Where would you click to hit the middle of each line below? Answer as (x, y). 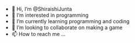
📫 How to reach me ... (38, 34)
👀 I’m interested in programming (50, 15)
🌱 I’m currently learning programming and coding (70, 21)
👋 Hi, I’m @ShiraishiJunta (42, 9)
